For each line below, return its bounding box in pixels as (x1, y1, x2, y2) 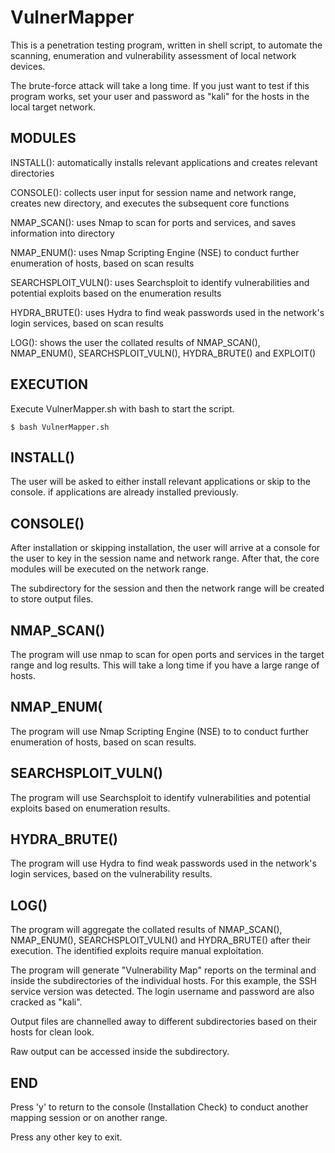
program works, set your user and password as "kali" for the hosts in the (10, 90, 310, 102)
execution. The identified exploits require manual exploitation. (10, 945, 265, 957)
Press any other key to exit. (10, 1131, 123, 1143)
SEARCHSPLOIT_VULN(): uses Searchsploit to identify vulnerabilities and (10, 276, 310, 288)
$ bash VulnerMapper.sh (10, 422, 110, 432)
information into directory (10, 227, 115, 239)
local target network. (10, 101, 96, 113)
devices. (10, 60, 46, 72)
